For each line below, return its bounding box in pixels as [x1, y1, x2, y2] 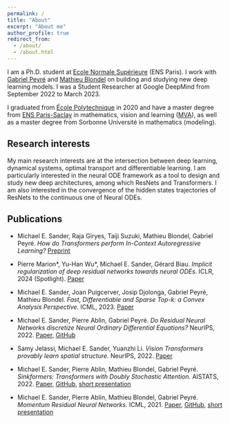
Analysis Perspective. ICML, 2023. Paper [17, 303, 135, 311]
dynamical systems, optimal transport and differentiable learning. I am [7, 163, 207, 172]
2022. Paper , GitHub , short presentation [17, 379, 131, 388]
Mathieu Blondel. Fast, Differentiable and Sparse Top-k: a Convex [17, 295, 205, 303]
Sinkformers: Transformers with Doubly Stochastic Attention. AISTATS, [17, 372, 219, 381]
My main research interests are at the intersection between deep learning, [7, 156, 218, 165]
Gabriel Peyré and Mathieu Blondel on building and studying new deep [7, 75, 208, 83]
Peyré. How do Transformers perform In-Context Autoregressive [17, 239, 202, 247]
